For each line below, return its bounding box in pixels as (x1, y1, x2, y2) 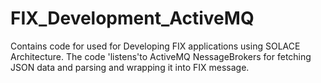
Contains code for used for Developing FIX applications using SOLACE (10, 40, 301, 52)
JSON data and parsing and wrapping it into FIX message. (10, 61, 250, 73)
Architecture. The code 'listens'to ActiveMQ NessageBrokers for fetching (10, 50, 312, 62)
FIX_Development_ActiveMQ (10, 7, 255, 30)
